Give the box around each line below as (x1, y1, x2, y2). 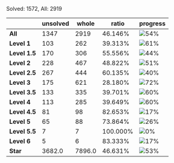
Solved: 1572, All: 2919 (6, 5, 62, 12)
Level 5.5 (9, 128, 36, 135)
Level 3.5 (9, 88, 36, 96)
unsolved (42, 19, 69, 28)
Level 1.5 (9, 49, 36, 57)
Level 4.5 (9, 108, 36, 116)
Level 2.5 (9, 69, 36, 77)
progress (139, 19, 166, 28)
